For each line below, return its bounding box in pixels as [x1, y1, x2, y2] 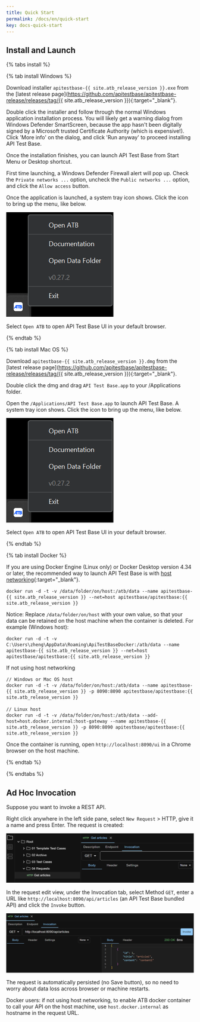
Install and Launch [6, 45, 76, 55]
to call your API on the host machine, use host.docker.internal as [6, 1003, 168, 1010]
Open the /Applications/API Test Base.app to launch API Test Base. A [6, 400, 179, 407]
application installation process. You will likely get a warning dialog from [6, 115, 183, 122]
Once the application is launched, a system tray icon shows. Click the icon [6, 194, 189, 201]
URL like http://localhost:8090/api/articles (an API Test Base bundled [6, 895, 185, 902]
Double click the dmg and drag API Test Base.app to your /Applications [6, 382, 181, 389]
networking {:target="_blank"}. [6, 576, 80, 583]
